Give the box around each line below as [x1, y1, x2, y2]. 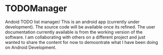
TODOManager [5, 3, 67, 14]
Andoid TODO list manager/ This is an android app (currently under [5, 19, 140, 25]
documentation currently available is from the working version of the [5, 29, 143, 35]
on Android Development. [5, 44, 57, 50]
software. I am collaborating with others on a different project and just [5, 34, 145, 40]
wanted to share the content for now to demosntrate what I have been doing [5, 39, 159, 45]
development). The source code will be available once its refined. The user [5, 24, 156, 29]
